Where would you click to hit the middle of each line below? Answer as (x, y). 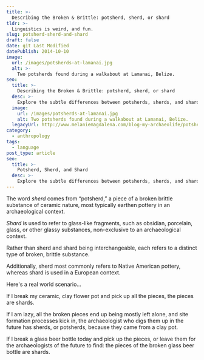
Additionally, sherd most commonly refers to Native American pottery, (93, 266)
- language (25, 147)
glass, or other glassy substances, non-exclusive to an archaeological (93, 229)
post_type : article (31, 153)
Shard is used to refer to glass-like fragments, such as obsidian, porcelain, (100, 223)
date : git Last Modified (38, 46)
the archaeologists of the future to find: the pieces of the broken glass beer (100, 345)
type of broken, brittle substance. (48, 254)
